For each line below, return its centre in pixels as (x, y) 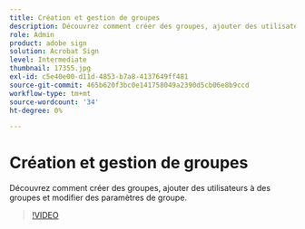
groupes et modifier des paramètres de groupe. (98, 198)
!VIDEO (45, 215)
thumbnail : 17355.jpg (50, 69)
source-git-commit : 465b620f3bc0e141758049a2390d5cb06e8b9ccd (129, 85)
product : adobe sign (49, 43)
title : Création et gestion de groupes (85, 18)
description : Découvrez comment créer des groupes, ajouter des (133, 26)
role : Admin (32, 34)
